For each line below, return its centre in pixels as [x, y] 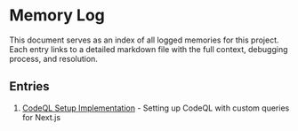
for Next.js [41, 117]
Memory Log [57, 15]
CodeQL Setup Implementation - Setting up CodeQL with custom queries [156, 108]
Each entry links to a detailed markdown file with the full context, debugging [149, 49]
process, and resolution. [53, 58]
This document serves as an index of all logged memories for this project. [144, 40]
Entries [30, 86]
